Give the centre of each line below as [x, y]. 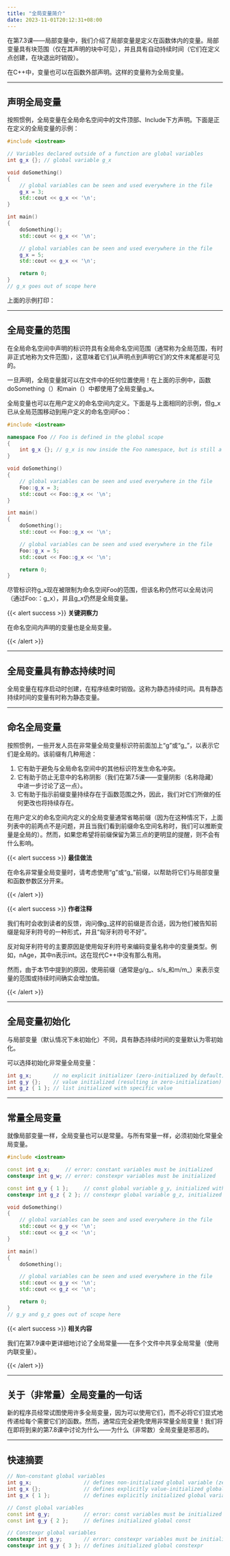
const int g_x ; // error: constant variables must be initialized [110, 1170]
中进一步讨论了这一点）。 [52, 786]
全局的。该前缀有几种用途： [58, 754]
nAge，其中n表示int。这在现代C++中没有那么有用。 [92, 955]
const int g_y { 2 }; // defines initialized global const [99, 1520]
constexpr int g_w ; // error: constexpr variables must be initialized [111, 1176]
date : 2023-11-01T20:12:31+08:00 [55, 20]
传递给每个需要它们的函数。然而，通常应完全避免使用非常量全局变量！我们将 [115, 1422]
